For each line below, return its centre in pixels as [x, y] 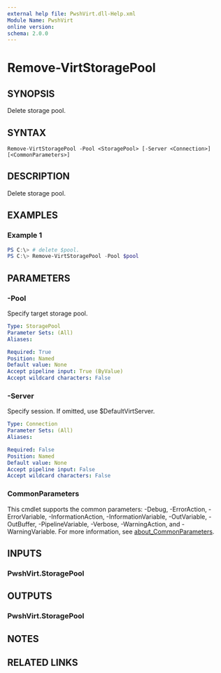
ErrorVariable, [27, 517]
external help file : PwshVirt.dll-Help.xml [72, 14]
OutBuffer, [22, 524]
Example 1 [25, 236]
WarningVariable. [32, 531]
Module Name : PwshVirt [40, 20]
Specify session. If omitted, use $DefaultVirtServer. [81, 412]
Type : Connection [33, 424]
